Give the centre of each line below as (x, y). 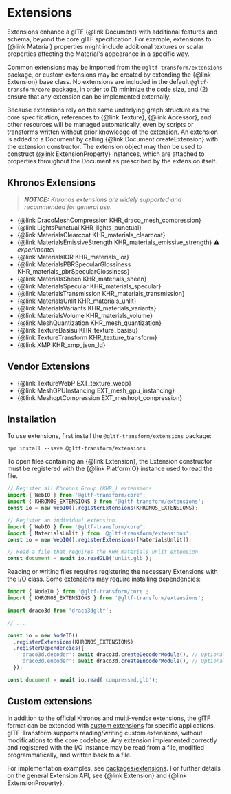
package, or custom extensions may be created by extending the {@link (109, 75)
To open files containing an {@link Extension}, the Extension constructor (110, 461)
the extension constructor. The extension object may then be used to (105, 146)
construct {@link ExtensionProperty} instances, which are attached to (106, 154)
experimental (36, 249)
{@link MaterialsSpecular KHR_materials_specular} (89, 286)
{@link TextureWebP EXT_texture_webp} (74, 383)
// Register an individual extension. (63, 520)
